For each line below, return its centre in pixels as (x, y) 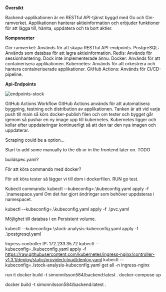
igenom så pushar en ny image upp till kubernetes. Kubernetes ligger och (81, 120)
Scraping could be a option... (35, 140)
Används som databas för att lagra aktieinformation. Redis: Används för (79, 53)
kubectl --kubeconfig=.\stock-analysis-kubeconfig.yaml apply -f (72, 228)
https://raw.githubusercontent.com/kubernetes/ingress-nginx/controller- (80, 254)
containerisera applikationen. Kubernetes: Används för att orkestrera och (80, 64)
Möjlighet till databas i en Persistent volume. (50, 219)
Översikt (14, 8)
